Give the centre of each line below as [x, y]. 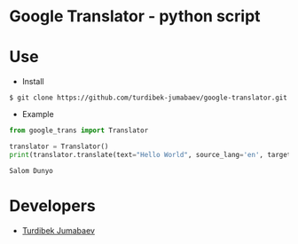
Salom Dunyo [31, 170]
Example [38, 114]
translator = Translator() [59, 146]
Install [33, 82]
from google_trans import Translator [79, 130]
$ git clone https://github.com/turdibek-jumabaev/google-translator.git [149, 98]
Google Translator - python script [135, 16]
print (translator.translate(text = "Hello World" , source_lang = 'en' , [137, 154]
